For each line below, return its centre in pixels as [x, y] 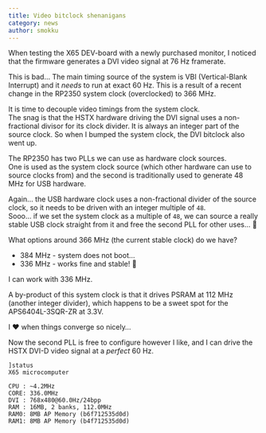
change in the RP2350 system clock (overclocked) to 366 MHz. [112, 94]
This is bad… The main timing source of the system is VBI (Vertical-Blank [128, 77]
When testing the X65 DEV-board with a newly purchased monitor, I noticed [132, 53]
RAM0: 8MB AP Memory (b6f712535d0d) [69, 415]
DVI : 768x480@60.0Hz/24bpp [55, 400]
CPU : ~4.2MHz [32, 387]
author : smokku [33, 30]
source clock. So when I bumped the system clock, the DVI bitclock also [127, 135]
